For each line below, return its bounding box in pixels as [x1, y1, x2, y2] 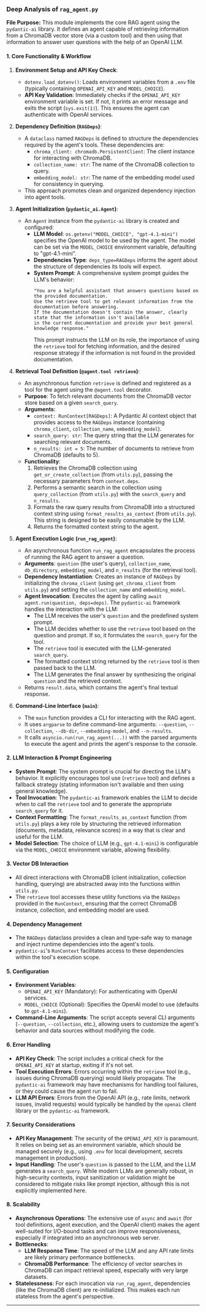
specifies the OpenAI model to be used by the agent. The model [33, 236, 196, 244]
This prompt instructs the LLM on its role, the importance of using [33, 336, 200, 343]
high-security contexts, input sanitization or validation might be [15, 1173, 175, 1181]
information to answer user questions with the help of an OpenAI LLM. [6, 39, 184, 46]
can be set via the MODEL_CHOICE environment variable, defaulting [33, 243, 197, 250]
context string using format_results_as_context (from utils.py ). [33, 510, 197, 517]
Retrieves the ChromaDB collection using [33, 464, 137, 472]
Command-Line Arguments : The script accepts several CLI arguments [15, 1014, 195, 1021]
